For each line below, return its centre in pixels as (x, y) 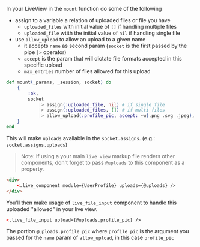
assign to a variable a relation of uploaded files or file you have (92, 20)
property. (32, 169)
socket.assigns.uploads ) (37, 144)
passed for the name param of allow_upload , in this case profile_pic (90, 238)
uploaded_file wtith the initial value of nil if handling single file (102, 33)
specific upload (43, 65)
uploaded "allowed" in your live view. (52, 209)
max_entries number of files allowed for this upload (87, 71)
